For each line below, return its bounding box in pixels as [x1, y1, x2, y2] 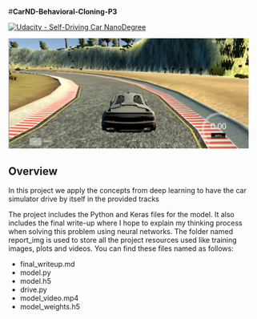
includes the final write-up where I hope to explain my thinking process [8, 218, 243, 228]
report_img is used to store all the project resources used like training [8, 236, 238, 245]
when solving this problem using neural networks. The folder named [8, 227, 234, 236]
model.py [19, 268, 51, 277]
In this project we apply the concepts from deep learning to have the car [8, 186, 247, 196]
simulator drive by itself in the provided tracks [8, 194, 160, 204]
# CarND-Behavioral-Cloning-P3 [8, 7, 118, 16]
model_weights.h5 [19, 302, 81, 312]
